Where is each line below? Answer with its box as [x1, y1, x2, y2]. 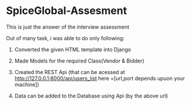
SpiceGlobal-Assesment [6, 4, 127, 17]
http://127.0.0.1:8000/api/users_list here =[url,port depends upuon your [14, 75, 185, 82]
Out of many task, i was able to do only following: [6, 34, 124, 41]
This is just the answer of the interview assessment [6, 23, 130, 30]
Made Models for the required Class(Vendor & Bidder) [14, 57, 145, 64]
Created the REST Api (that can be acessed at [14, 68, 126, 75]
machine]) [14, 80, 40, 88]
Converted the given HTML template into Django [14, 45, 131, 53]
